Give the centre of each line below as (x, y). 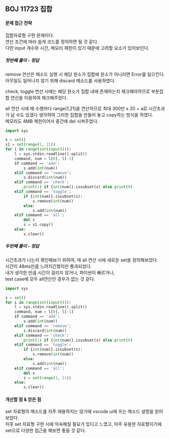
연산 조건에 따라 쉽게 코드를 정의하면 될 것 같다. (52, 42)
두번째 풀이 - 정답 (22, 246)
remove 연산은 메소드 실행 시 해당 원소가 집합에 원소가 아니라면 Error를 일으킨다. (85, 74)
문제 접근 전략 (19, 23)
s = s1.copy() (38, 225)
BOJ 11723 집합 (29, 9)
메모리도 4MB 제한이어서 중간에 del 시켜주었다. (52, 121)
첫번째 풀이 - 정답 (22, 60)
